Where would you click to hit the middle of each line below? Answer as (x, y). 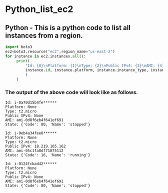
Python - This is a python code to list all (68, 28)
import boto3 (19, 47)
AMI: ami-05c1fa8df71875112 (34, 151)
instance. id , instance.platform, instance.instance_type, (87, 70)
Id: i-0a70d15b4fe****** (31, 103)
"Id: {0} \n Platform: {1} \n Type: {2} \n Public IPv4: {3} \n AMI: (90, 65)
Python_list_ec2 (39, 9)
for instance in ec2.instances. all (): (45, 56)
